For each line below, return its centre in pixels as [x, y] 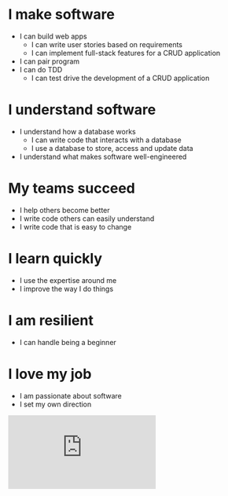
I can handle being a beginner [68, 342]
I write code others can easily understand [87, 219]
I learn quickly [55, 259]
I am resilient [51, 320]
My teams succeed [72, 188]
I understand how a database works [77, 131]
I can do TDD [41, 69]
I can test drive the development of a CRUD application [120, 78]
